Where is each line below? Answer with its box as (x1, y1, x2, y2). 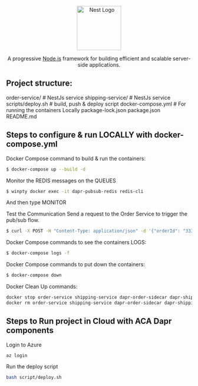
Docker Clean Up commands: (6, 283, 78, 290)
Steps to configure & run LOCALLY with (6, 130, 153, 140)
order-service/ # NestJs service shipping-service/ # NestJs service (6, 94, 171, 101)
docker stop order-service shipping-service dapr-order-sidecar (6, 295, 167, 300)
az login (6, 352, 28, 358)
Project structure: (6, 78, 72, 89)
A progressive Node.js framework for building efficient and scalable (7, 55, 172, 62)
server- (173, 55, 191, 62)
